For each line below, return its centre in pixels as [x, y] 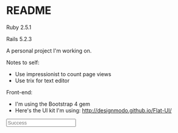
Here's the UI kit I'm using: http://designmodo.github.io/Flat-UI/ [93, 110]
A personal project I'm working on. [49, 50]
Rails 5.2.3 [19, 39]
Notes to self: [23, 62]
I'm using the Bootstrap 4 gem [52, 104]
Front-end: [20, 92]
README [29, 11]
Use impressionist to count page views [63, 74]
